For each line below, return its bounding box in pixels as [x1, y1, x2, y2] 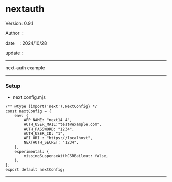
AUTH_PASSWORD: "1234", [24, 126, 74, 132]
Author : [5, 30, 24, 36]
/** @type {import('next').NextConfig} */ [5, 104, 97, 110]
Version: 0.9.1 [5, 20, 34, 26]
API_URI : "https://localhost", [24, 136, 93, 141]
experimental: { [14, 149, 50, 154]
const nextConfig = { [5, 108, 52, 114]
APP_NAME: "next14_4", [24, 118, 72, 123]
